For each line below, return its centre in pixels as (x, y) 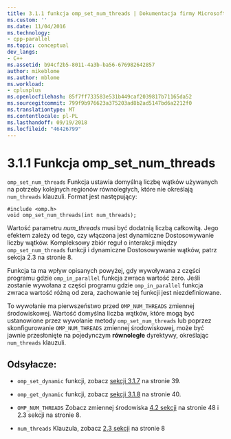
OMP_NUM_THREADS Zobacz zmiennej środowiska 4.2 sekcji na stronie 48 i (118, 408)
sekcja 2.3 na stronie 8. (40, 257)
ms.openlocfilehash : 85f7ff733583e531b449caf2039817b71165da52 (100, 97)
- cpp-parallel (29, 39)
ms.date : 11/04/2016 (37, 26)
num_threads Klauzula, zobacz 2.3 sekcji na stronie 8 (91, 429)
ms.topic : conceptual (38, 45)
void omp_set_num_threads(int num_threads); (72, 215)
